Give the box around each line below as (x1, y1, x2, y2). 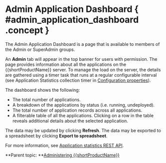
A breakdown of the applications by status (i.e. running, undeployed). (12, 102, 155, 108)
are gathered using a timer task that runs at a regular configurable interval (5, 72, 157, 78)
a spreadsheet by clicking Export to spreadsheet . (5, 133, 108, 139)
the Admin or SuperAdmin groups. (5, 46, 75, 52)
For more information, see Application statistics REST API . (5, 142, 124, 148)
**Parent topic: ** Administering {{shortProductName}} (5, 152, 120, 158)
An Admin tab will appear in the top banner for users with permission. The (5, 56, 158, 62)
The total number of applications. (12, 96, 81, 103)
